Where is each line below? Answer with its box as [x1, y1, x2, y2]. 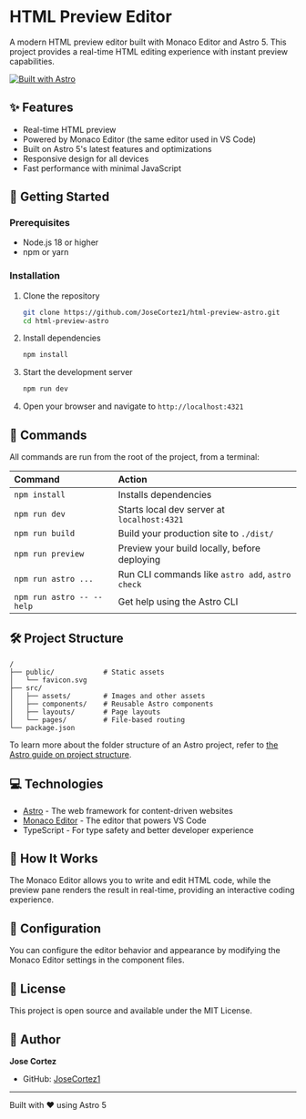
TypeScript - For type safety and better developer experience [22, 824, 254, 835]
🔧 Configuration [9, 921, 102, 936]
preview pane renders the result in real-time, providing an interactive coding [9, 885, 295, 896]
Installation [9, 270, 61, 282]
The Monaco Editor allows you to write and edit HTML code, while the [9, 875, 271, 886]
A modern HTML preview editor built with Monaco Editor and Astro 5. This [9, 36, 287, 47]
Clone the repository [22, 290, 100, 301]
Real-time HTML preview [22, 124, 117, 135]
